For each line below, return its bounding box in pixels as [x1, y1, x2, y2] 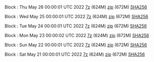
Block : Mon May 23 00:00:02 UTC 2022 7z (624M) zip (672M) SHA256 [4, 33, 149, 38]
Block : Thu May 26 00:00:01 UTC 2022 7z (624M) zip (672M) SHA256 [4, 4, 147, 10]
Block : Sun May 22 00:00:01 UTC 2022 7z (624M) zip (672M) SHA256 [4, 42, 147, 48]
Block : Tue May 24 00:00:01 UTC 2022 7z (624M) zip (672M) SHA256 [4, 23, 147, 29]
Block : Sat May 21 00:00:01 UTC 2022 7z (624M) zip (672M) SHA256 [4, 51, 145, 57]
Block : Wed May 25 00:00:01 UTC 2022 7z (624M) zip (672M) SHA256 [4, 14, 149, 19]
